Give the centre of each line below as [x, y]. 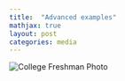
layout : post [33, 33]
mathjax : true [35, 26]
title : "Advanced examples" [63, 17]
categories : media [43, 42]
